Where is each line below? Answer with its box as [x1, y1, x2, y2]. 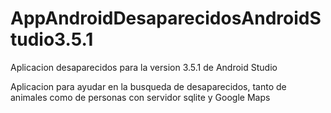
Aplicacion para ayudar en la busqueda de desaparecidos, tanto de [10, 80, 287, 92]
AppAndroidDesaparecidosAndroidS [10, 7, 322, 30]
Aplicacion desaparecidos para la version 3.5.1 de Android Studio [10, 61, 278, 73]
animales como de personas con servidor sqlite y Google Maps [10, 91, 271, 103]
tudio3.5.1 [10, 28, 94, 51]
